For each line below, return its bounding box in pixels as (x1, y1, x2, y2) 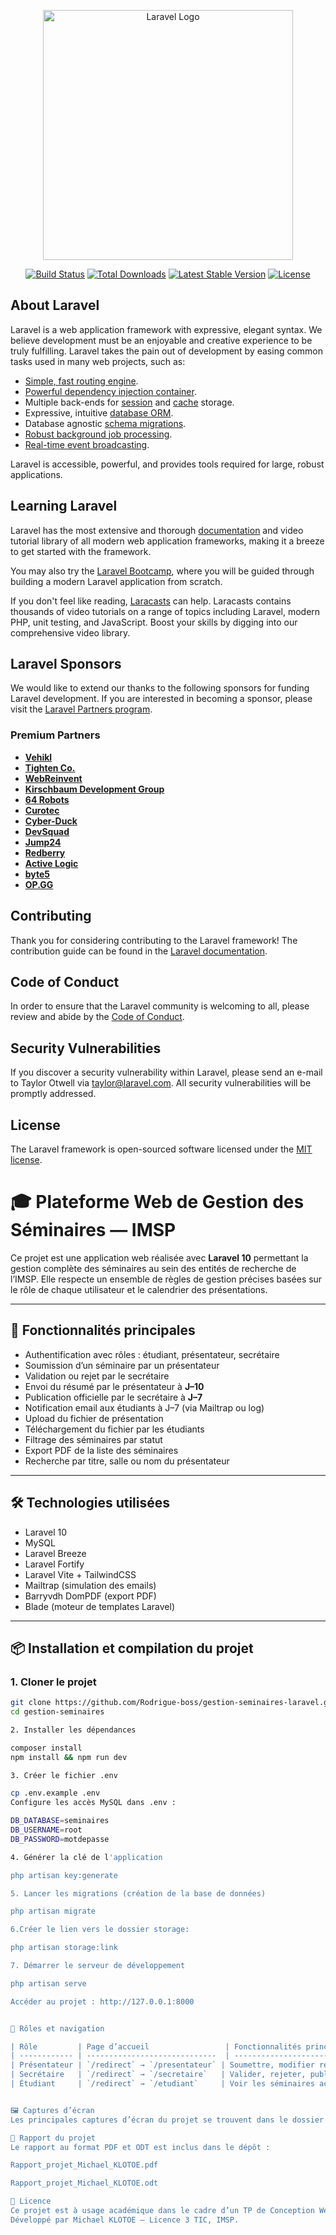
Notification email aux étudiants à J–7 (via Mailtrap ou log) (24, 1401, 265, 1414)
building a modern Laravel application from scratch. (10, 575, 223, 587)
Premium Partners (10, 728, 101, 742)
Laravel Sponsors (10, 656, 122, 673)
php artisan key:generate (10, 1870, 118, 1880)
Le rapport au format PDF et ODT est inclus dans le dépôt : (10, 2142, 271, 2152)
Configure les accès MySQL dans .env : (10, 1798, 177, 1808)
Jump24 (24, 836, 62, 848)
